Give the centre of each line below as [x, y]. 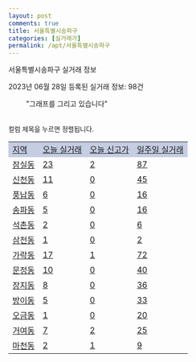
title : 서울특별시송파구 [43, 31]
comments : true [34, 23]
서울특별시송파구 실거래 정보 [53, 70]
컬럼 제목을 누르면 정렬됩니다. [51, 129]
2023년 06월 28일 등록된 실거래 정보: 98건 [76, 87]
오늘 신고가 [109, 150]
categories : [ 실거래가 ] [45, 38]
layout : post [30, 16]
